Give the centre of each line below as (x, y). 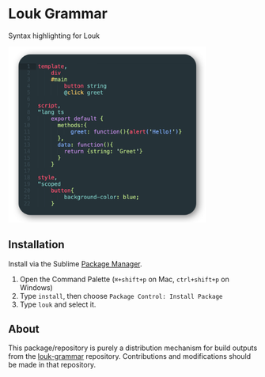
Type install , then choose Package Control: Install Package (121, 296)
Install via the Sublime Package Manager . (75, 264)
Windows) (36, 287)
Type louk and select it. (58, 304)
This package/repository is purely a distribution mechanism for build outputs (133, 348)
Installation (36, 245)
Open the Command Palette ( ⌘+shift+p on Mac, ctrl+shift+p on (124, 279)
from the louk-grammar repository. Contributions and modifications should (130, 356)
